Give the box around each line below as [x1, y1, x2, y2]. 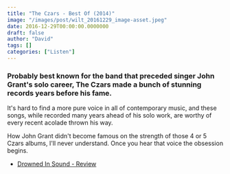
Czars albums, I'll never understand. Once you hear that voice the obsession [7, 139, 224, 148]
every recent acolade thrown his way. [7, 118, 113, 127]
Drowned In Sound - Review [16, 160, 97, 168]
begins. [7, 146, 29, 155]
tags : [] [7, 42, 32, 49]
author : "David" [7, 36, 54, 43]
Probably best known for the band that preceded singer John [7, 71, 215, 80]
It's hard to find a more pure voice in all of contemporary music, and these [7, 104, 218, 112]
